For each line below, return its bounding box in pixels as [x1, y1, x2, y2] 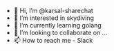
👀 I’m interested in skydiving [13, 14, 95, 22]
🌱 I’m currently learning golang [13, 21, 102, 29]
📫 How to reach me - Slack [13, 37, 93, 44]
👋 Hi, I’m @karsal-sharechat [13, 7, 93, 14]
